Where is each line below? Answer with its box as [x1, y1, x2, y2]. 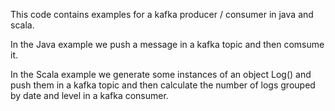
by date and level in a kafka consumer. [10, 90, 169, 101]
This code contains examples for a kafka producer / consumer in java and [10, 9, 314, 20]
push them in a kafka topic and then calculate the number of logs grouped [10, 79, 316, 91]
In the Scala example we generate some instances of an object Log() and [10, 69, 312, 80]
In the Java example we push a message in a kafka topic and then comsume [10, 39, 325, 50]
